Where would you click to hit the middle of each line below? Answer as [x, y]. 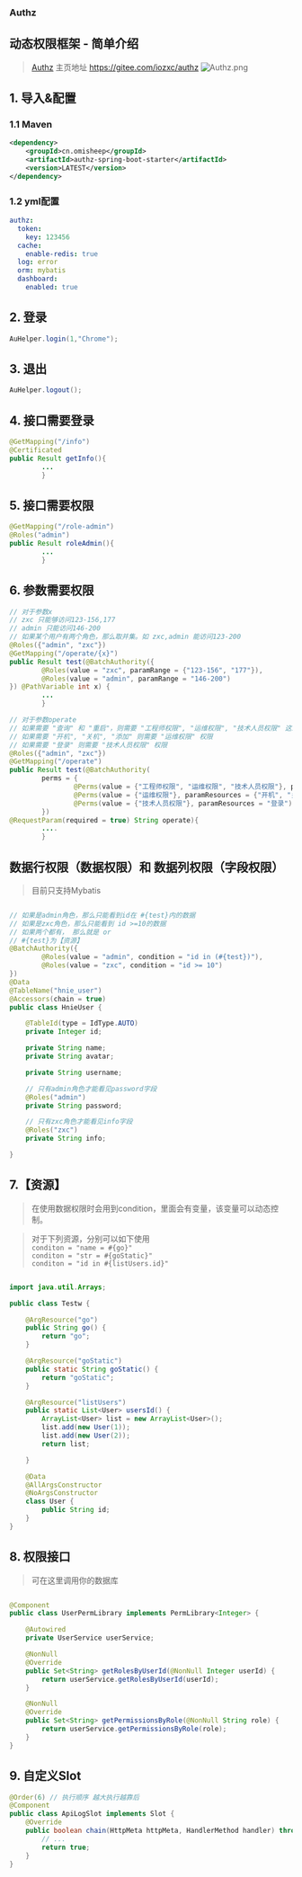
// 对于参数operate [43, 720]
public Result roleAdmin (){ [62, 544]
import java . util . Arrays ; [58, 1287]
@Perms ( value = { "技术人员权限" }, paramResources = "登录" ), [185, 803]
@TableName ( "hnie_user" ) [56, 991]
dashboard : [38, 279]
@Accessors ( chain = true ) [58, 999]
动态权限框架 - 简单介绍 [74, 44]
